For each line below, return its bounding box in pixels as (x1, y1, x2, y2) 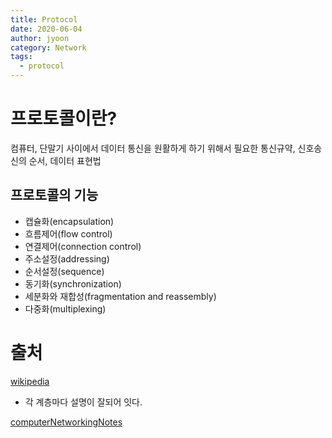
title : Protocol (10, 14, 78, 25)
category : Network (10, 42, 87, 53)
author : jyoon (10, 33, 70, 43)
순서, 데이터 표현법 (28, 154, 102, 166)
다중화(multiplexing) (24, 302, 107, 315)
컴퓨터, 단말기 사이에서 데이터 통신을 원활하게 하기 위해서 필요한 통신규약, (10, 142, 296, 154)
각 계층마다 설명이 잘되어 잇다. (24, 396, 143, 408)
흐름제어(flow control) (24, 227, 113, 240)
